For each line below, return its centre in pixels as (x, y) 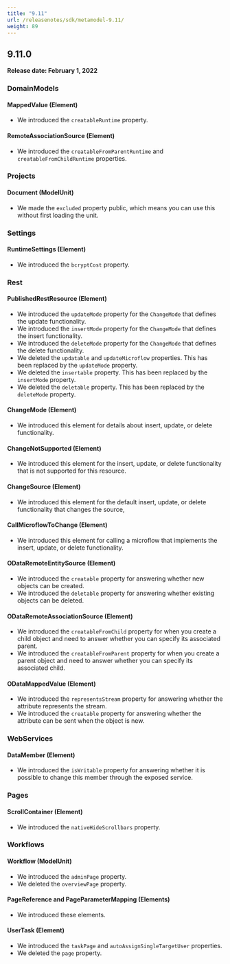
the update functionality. (51, 321)
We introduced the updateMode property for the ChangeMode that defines (116, 314)
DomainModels (33, 89)
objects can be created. (50, 585)
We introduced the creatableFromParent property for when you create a (118, 653)
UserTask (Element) (36, 930)
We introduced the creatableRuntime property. (82, 120)
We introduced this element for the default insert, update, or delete (112, 502)
